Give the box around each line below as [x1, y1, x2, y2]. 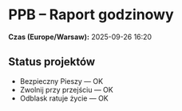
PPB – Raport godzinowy [8, 6, 174, 24]
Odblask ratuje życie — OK [19, 93, 109, 103]
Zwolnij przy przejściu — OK [19, 85, 113, 94]
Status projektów [8, 55, 96, 69]
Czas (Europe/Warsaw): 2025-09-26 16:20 [8, 32, 152, 42]
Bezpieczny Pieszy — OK [19, 76, 104, 85]
